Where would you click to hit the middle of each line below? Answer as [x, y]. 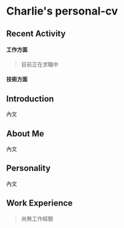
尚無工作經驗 [37, 218]
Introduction [30, 99]
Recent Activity [36, 34]
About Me [25, 134]
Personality [28, 168]
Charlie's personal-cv [62, 11]
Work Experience [40, 203]
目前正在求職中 [40, 64]
